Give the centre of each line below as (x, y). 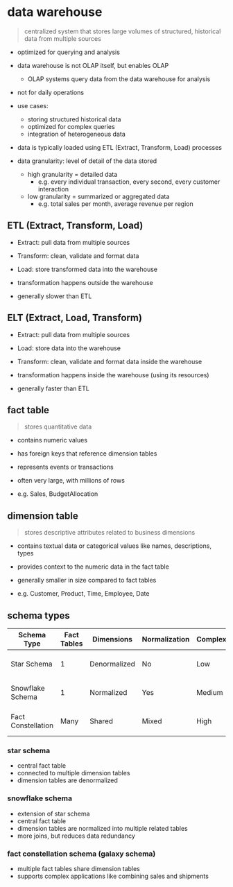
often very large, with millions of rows (71, 481)
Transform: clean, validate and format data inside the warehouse (110, 361)
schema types (39, 615)
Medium (210, 692)
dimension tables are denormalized (67, 780)
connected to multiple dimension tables (74, 773)
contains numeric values (52, 440)
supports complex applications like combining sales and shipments (113, 876)
